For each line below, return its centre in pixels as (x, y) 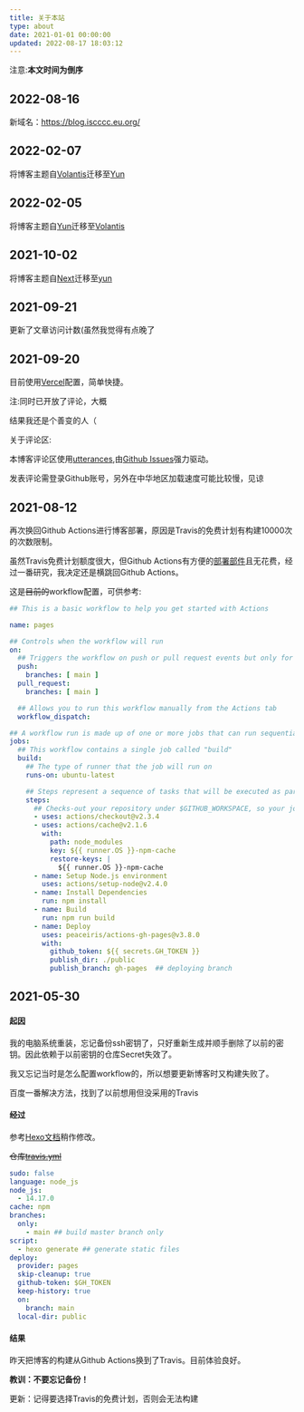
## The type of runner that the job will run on (119, 767)
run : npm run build (79, 918)
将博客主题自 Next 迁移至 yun (61, 278)
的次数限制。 (33, 541)
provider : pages (48, 1266)
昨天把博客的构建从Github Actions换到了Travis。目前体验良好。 (128, 1359)
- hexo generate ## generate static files (99, 1249)
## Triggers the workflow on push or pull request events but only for (156, 658)
